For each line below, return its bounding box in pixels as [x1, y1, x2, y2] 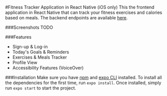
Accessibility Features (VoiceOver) [12, 65, 84, 71]
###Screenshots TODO [5, 24, 53, 30]
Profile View [12, 60, 37, 65]
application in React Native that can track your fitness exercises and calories [5, 9, 163, 15]
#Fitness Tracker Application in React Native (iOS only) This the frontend [5, 4, 155, 10]
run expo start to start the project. [5, 85, 76, 91]
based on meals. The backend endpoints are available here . [5, 15, 128, 20]
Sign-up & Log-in [12, 44, 48, 49]
